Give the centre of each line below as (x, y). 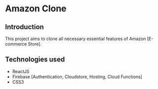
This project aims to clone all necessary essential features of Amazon (76, 39)
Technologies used (35, 60)
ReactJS (21, 71)
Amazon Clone (36, 9)
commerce (16, 44)
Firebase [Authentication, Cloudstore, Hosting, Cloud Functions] (77, 77)
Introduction (25, 27)
